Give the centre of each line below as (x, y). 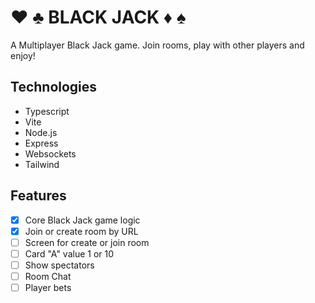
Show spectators (59, 265)
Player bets (48, 287)
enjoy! (23, 55)
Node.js (41, 132)
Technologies (54, 87)
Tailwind (42, 164)
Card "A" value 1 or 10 (69, 253)
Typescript (47, 111)
